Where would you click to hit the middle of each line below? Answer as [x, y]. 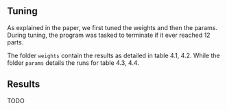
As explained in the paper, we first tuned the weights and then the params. [112, 27]
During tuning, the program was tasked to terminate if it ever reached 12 [109, 35]
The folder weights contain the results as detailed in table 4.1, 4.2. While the [114, 55]
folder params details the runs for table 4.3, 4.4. [73, 63]
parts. [15, 42]
